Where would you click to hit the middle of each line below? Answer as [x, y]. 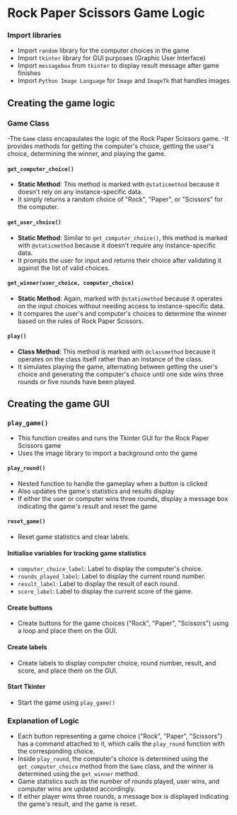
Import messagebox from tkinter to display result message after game [118, 66]
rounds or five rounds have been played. [77, 381]
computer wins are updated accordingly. [76, 789]
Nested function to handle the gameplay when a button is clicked [112, 483]
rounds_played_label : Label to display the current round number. [112, 576]
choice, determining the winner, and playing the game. [87, 154]
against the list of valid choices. [64, 268]
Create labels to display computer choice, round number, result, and [117, 663]
